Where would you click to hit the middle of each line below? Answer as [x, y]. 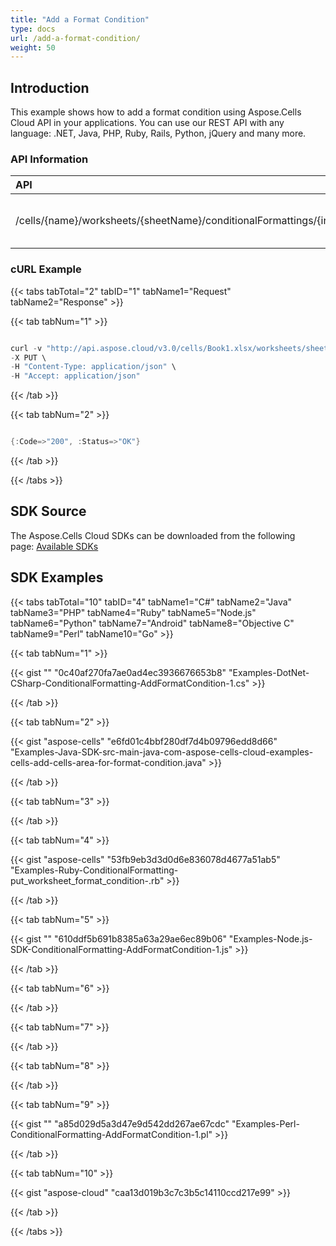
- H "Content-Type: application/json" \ [93, 367]
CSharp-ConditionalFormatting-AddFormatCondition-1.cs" [130, 683]
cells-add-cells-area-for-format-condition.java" [108, 762]
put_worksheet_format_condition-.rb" [87, 880]
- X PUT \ [28, 357]
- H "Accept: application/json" [75, 376]
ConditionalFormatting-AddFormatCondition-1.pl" [111, 1134]
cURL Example [46, 269]
